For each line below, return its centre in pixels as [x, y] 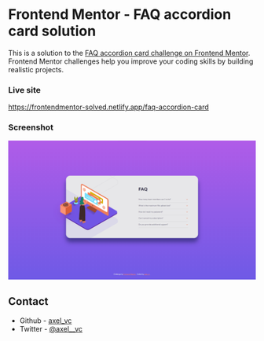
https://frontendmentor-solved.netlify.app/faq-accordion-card [109, 107]
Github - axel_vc [46, 321]
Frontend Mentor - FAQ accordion [120, 15]
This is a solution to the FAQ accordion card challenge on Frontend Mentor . [129, 53]
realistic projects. [36, 69]
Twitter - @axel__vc [51, 328]
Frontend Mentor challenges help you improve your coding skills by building [131, 61]
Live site [24, 90]
